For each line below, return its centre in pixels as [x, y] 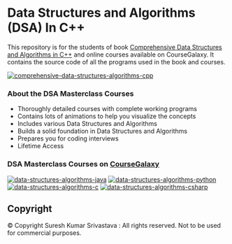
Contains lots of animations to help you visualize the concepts [107, 116]
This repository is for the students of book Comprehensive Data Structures [115, 47]
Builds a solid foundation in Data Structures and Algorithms [102, 131]
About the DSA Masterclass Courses [71, 94]
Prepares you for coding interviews [68, 138]
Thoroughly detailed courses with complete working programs [107, 109]
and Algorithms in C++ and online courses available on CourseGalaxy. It [111, 55]
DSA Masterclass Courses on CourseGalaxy [83, 164]
